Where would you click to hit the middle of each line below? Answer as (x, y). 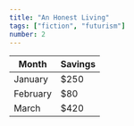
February (33, 94)
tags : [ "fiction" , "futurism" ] (67, 26)
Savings (78, 64)
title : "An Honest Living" (59, 17)
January (31, 80)
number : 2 (28, 34)
